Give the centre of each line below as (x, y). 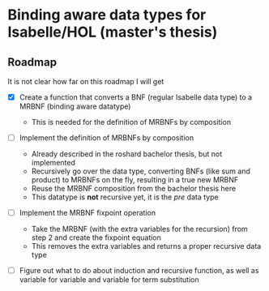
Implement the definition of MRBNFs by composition (107, 138)
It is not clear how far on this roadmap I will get (86, 81)
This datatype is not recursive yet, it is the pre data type (125, 197)
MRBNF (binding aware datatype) (75, 106)
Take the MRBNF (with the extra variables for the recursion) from (139, 229)
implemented (53, 163)
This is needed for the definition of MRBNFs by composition (131, 122)
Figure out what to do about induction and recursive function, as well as (139, 271)
